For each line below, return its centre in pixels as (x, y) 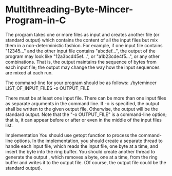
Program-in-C (36, 20)
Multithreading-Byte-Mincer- (69, 9)
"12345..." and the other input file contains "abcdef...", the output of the (80, 51)
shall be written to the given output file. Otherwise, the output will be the (82, 109)
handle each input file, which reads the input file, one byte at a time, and (82, 146)
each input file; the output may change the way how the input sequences (83, 67)
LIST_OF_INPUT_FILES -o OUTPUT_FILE (47, 88)
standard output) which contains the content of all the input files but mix (82, 40)
